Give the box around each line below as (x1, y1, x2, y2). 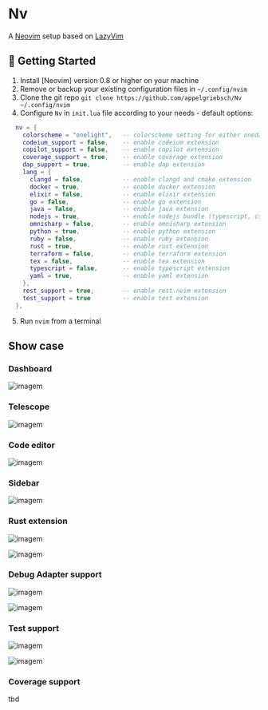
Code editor (8, 439, 56, 450)
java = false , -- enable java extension (29, 205, 209, 213)
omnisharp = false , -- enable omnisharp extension (29, 220, 227, 228)
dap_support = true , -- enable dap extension (22, 161, 205, 169)
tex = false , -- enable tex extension (29, 257, 205, 265)
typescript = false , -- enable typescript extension (29, 264, 230, 272)
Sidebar (8, 477, 40, 488)
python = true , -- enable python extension (29, 228, 216, 236)
